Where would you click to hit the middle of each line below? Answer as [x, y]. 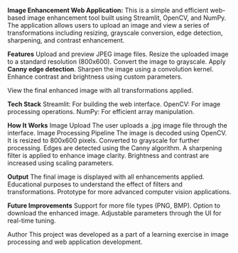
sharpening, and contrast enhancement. [66, 40]
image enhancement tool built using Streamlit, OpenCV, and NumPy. [127, 18]
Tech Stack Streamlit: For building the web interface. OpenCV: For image [114, 104]
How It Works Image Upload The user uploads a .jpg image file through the [117, 125]
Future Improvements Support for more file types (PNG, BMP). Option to [114, 206]
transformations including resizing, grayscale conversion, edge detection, [115, 33]
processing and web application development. [75, 242]
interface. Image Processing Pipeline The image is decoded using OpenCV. [117, 133]
